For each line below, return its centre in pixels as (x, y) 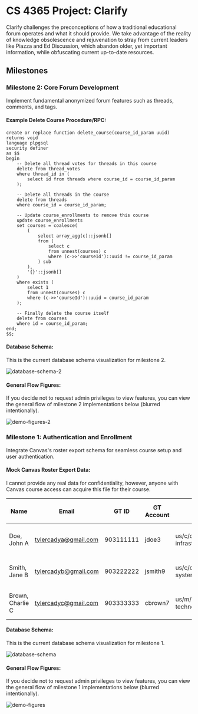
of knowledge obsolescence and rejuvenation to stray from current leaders (97, 40)
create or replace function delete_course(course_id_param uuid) (88, 133)
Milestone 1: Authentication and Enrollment (69, 437)
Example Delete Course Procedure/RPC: (56, 120)
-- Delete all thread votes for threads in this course (87, 163)
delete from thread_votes (49, 169)
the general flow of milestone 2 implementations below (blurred (83, 404)
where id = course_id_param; (52, 323)
